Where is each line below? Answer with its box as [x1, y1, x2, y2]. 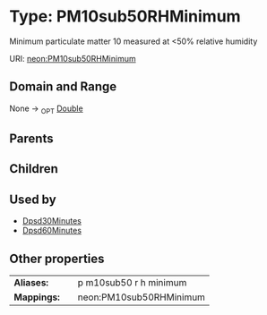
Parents [9, 131, 54, 146]
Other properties [9, 251, 105, 266]
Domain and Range [9, 79, 117, 95]
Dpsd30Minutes [22, 216, 82, 226]
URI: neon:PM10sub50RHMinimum [9, 53, 136, 64]
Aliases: [13, 276, 49, 288]
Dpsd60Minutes [22, 226, 82, 236]
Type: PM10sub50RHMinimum [9, 6, 241, 27]
